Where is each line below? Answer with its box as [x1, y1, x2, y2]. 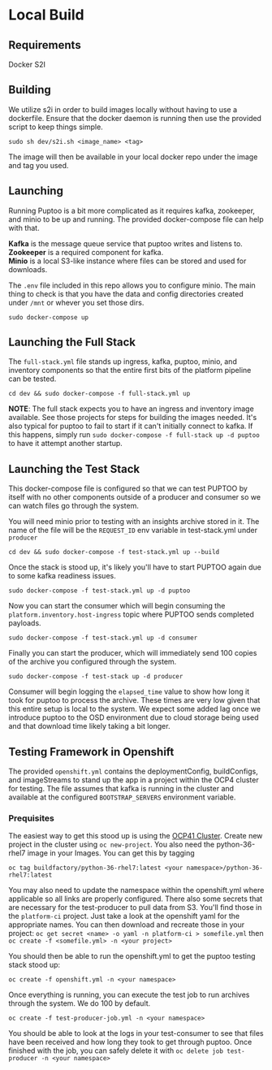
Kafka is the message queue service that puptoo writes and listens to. [8, 238, 244, 249]
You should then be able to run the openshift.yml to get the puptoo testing [8, 951, 256, 961]
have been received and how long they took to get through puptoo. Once [8, 1038, 253, 1047]
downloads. [8, 264, 48, 274]
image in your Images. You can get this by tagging [27, 848, 195, 858]
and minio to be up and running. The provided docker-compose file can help [8, 214, 264, 224]
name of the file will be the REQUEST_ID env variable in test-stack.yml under [8, 526, 258, 535]
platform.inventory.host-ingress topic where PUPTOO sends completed [8, 609, 254, 619]
